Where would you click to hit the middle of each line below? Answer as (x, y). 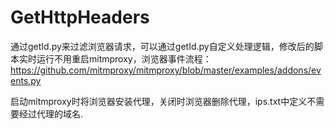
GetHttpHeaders (80, 17)
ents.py (26, 80)
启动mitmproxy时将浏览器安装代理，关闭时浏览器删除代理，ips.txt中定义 (159, 101)
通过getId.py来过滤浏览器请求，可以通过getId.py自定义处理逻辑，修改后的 (162, 46)
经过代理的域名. (51, 113)
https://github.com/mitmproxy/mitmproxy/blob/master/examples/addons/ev (166, 70)
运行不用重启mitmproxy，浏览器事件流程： (124, 58)
